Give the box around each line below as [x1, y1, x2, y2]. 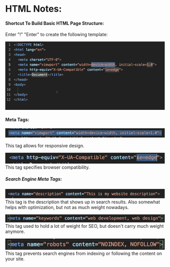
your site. [5, 256, 25, 262]
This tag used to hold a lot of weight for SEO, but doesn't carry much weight [5, 223, 164, 229]
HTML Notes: [5, 3, 62, 15]
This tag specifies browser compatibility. [5, 164, 90, 170]
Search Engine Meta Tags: [5, 176, 62, 182]
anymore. [5, 228, 25, 234]
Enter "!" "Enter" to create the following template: [5, 32, 108, 38]
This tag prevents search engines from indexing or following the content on [5, 250, 162, 257]
